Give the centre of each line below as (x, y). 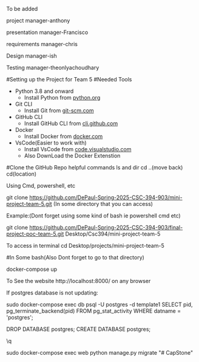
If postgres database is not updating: (52, 293)
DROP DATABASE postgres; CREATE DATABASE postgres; (79, 329)
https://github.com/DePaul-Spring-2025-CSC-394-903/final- (106, 227)
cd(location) (22, 174)
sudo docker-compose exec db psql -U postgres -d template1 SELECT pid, (99, 304)
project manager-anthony (38, 20)
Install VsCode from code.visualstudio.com (78, 149)
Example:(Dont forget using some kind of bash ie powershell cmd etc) (93, 216)
